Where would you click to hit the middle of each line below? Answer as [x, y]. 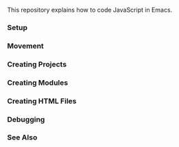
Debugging [26, 119]
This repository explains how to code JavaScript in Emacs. [90, 10]
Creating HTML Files [42, 101]
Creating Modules [38, 83]
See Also [22, 137]
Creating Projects [37, 64]
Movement [26, 46]
